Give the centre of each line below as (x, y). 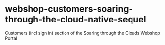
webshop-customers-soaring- (69, 9)
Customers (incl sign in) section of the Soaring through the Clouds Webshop (82, 33)
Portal (11, 38)
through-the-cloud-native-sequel (76, 19)
